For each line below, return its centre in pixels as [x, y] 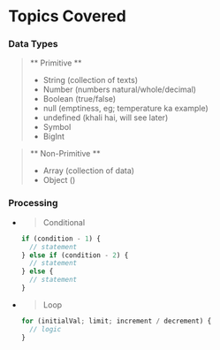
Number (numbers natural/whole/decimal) [119, 89]
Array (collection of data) [88, 171]
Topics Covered [68, 16]
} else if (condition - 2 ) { [75, 255]
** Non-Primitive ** [65, 154]
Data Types [33, 44]
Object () [59, 180]
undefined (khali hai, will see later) [106, 118]
